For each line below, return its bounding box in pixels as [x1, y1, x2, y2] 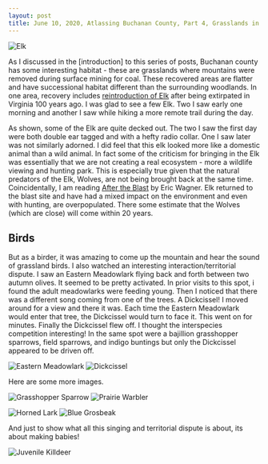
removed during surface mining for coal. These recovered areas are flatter [8, 74, 254, 83]
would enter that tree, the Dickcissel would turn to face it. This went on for [8, 312, 253, 322]
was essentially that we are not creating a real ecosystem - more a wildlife [8, 157, 254, 166]
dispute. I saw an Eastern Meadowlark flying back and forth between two [8, 270, 250, 279]
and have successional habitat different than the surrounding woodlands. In [8, 82, 258, 92]
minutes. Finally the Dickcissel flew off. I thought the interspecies [8, 321, 222, 330]
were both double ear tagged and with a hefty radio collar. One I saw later [8, 131, 251, 141]
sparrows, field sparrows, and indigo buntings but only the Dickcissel [8, 338, 236, 347]
